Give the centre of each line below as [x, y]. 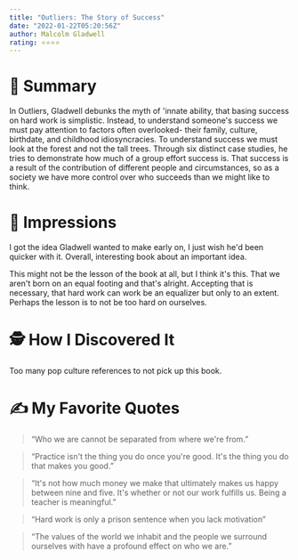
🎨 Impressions [63, 223]
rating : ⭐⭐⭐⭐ [35, 42]
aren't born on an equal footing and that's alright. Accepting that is [131, 284]
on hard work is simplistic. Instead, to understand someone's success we [144, 120]
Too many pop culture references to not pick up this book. [116, 371]
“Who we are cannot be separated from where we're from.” [140, 439]
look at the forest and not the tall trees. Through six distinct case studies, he [149, 149]
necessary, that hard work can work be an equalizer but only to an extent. [145, 293]
